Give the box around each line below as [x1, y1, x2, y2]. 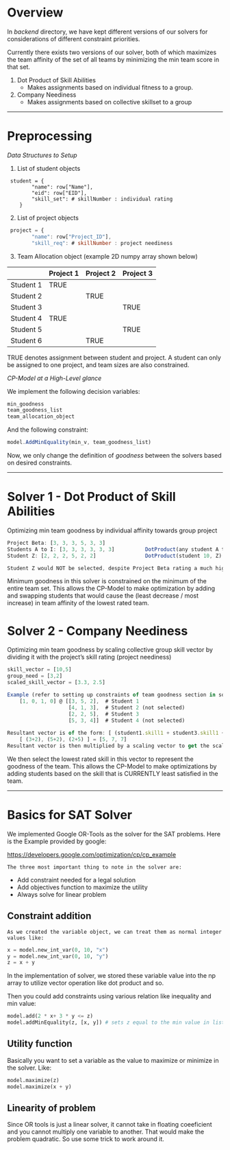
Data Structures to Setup [7, 151, 77, 159]
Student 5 [10, 325, 42, 334]
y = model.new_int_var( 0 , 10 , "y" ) [7, 952, 109, 960]
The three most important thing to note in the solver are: [7, 863, 183, 871]
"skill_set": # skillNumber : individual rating [31, 196, 173, 202]
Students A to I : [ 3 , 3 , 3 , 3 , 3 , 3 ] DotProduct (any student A [7, 545, 219, 553]
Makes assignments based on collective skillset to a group [27, 97, 192, 106]
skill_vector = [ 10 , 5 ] [7, 666, 72, 673]
